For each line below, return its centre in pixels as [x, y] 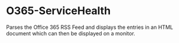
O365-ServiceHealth [58, 11]
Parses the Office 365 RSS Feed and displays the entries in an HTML [89, 27]
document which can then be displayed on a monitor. [71, 33]
